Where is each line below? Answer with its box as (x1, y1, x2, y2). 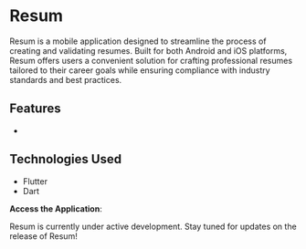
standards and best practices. (9, 74, 122, 85)
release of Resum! (9, 230, 78, 242)
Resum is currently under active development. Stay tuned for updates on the (9, 221, 297, 232)
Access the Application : (9, 202, 102, 214)
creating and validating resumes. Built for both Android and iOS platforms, (9, 45, 288, 56)
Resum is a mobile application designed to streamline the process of (9, 36, 267, 47)
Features (9, 101, 61, 117)
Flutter (22, 175, 48, 187)
